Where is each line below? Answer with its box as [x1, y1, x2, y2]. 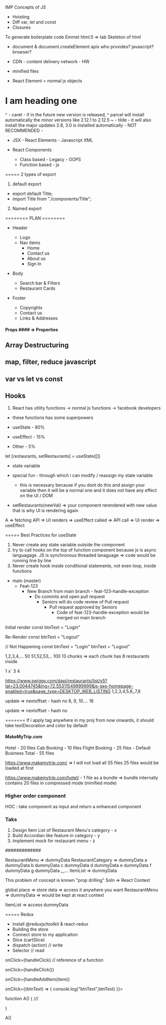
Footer [12, 295, 26, 301]
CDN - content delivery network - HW [12, 59, 90, 64]
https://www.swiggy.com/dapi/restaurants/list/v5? [5, 678, 108, 683]
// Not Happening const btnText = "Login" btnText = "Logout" [5, 643, 130, 649]
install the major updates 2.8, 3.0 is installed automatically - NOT [5, 122, 137, 128]
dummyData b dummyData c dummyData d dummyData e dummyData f [5, 862, 152, 868]
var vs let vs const [5, 375, 63, 383]
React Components [12, 147, 52, 153]
